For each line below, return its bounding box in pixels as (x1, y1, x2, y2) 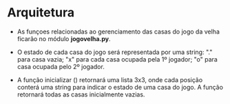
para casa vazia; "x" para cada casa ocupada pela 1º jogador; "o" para (17, 55, 218, 63)
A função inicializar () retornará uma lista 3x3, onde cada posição (17, 75, 203, 83)
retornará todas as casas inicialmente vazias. (17, 90, 145, 99)
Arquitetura (7, 5, 74, 21)
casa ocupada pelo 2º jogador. (17, 62, 105, 70)
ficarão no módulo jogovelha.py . (17, 34, 112, 42)
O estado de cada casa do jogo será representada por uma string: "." (17, 48, 213, 56)
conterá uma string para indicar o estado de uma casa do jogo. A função (17, 83, 224, 91)
